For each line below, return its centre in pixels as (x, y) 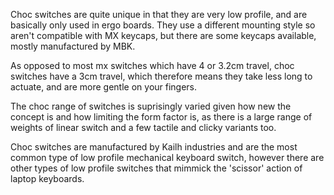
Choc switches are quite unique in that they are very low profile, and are (159, 14)
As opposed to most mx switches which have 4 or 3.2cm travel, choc (152, 65)
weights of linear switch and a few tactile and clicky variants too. (143, 127)
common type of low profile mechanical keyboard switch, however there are (167, 157)
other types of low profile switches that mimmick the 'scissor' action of (156, 168)
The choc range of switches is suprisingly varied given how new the (151, 106)
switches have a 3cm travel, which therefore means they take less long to (161, 76)
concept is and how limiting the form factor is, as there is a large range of (161, 117)
